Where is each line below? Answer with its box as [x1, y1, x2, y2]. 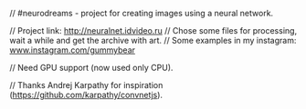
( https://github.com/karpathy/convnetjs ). [9, 90, 163, 100]
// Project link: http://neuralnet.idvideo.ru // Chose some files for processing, [9, 25, 298, 35]
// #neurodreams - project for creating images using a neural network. [9, 8, 274, 18]
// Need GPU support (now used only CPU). [9, 63, 174, 73]
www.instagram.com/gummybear [9, 45, 135, 55]
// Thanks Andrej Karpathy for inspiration [9, 80, 164, 90]
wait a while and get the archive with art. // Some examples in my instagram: [9, 35, 297, 45]
